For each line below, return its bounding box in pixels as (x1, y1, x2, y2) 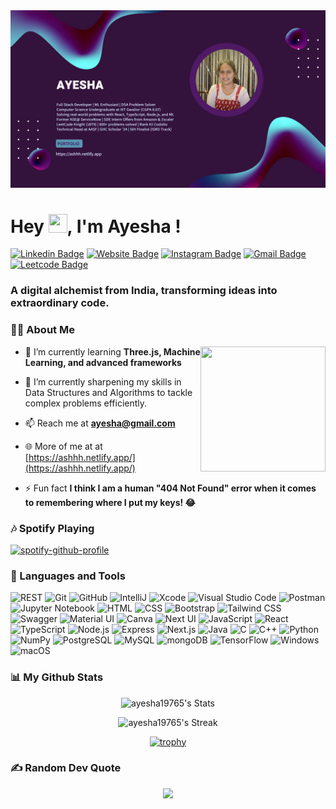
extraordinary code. (10, 296, 110, 310)
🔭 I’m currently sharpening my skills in (24, 375, 182, 388)
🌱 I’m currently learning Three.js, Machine (24, 345, 201, 358)
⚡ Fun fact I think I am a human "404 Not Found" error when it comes (24, 482, 317, 494)
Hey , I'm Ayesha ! (10, 215, 182, 238)
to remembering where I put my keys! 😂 (24, 496, 196, 508)
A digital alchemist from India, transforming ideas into (10, 284, 278, 298)
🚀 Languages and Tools (10, 569, 126, 583)
